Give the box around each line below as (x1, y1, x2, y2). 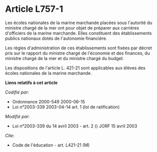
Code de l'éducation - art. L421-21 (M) (12, 142, 90, 148)
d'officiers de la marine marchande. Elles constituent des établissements (5, 30, 152, 36)
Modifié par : (5, 113, 30, 119)
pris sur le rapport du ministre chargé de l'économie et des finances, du (5, 50, 150, 56)
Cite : (5, 132, 15, 138)
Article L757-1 (5, 3, 63, 15)
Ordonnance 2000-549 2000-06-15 (12, 98, 85, 104)
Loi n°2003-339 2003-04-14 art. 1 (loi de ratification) (12, 104, 120, 110)
